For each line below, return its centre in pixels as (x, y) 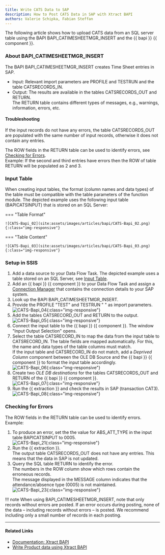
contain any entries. (25, 140)
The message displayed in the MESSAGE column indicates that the (80, 479)
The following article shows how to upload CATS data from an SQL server (80, 33)
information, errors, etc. (36, 108)
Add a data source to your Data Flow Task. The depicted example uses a (86, 274)
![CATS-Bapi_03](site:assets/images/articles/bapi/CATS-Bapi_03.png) (78, 246)
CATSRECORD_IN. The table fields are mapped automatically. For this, (83, 342)
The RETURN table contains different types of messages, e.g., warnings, (85, 103)
